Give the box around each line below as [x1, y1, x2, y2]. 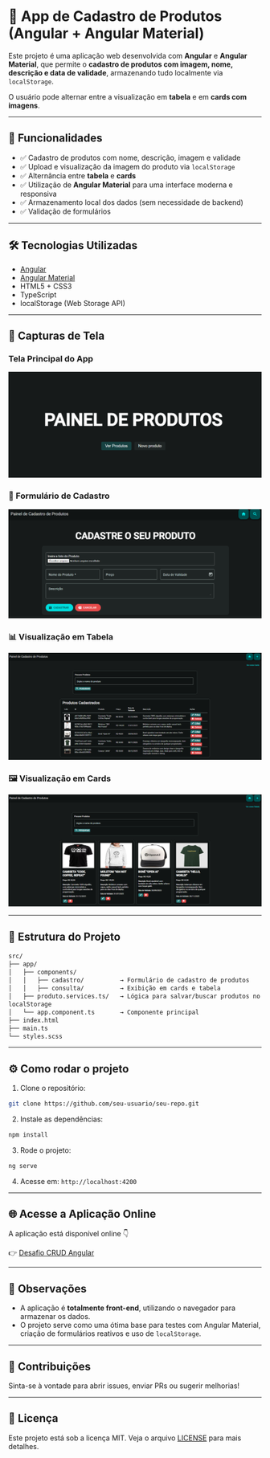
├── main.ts [8, 1024, 48, 1033]
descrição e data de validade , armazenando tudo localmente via [8, 67, 223, 77]
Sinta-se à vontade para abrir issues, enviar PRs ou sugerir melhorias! [8, 1381, 239, 1391]
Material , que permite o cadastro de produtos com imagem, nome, [8, 59, 233, 69]
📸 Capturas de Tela [8, 329, 105, 342]
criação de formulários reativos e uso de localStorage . [19, 1329, 202, 1338]
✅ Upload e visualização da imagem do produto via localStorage [19, 161, 235, 171]
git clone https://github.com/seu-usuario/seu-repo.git [8, 1100, 199, 1108]
